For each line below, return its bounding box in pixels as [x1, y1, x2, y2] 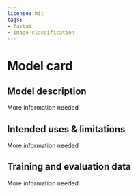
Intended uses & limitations [7, 123, 126, 135]
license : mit [7, 10, 44, 17]
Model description [7, 85, 87, 97]
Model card [7, 59, 73, 74]
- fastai [7, 23, 32, 29]
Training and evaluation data [7, 161, 131, 173]
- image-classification [7, 29, 75, 36]
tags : [7, 16, 23, 23]
